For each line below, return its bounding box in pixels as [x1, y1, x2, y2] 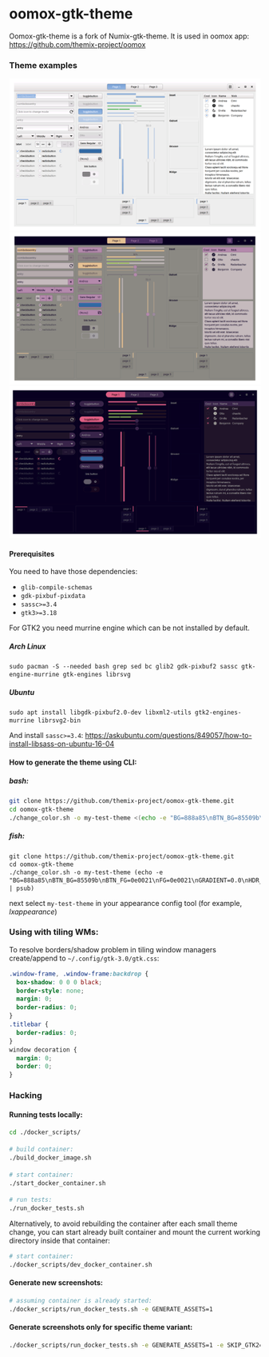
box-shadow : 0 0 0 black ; [16, 978, 103, 986]
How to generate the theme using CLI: [9, 757, 137, 767]
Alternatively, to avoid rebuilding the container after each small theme [9, 1219, 238, 1228]
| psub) [9, 884, 35, 892]
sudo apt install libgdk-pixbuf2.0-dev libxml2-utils [9, 708, 192, 716]
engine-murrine [9, 671, 60, 679]
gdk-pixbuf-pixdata [20, 593, 86, 601]
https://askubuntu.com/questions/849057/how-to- [85, 731, 252, 740]
